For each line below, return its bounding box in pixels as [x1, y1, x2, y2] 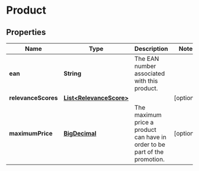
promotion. [134, 155, 165, 163]
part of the [134, 148, 164, 156]
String [63, 69, 82, 78]
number [134, 62, 156, 70]
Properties [6, 27, 46, 37]
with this [134, 77, 158, 85]
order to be [134, 140, 166, 149]
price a [134, 118, 154, 126]
